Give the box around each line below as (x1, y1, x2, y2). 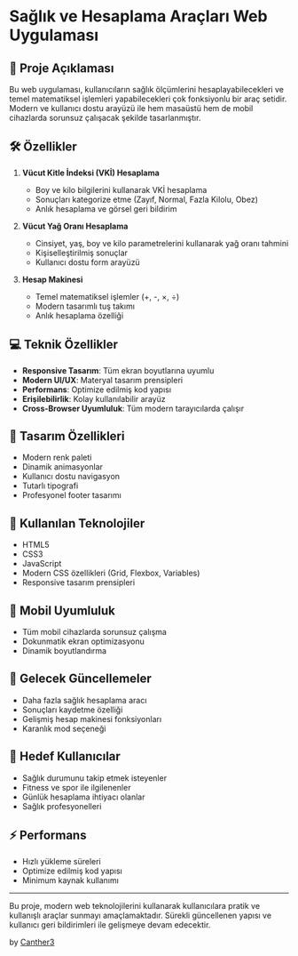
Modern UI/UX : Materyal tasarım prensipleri (21, 374, 184, 385)
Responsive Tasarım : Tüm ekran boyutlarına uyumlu (21, 365, 215, 375)
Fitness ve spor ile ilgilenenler (21, 782, 131, 792)
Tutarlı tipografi (21, 480, 79, 491)
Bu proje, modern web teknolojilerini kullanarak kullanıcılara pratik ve (9, 900, 260, 911)
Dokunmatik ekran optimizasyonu (21, 636, 145, 647)
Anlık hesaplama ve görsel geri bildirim (35, 203, 177, 214)
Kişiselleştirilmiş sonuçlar (35, 247, 129, 258)
